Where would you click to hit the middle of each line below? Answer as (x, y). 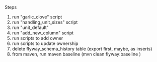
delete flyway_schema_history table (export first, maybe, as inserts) (82, 49)
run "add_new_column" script (43, 33)
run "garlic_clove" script (37, 17)
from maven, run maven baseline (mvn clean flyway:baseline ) (76, 54)
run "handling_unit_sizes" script (45, 22)
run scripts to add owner (37, 38)
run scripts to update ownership (45, 43)
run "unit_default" (30, 27)
